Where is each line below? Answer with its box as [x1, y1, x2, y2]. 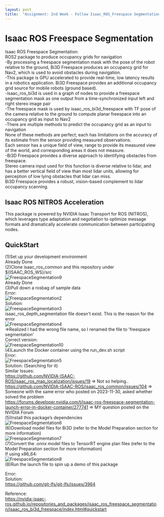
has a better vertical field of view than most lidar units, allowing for [5, 168, 139, 174]
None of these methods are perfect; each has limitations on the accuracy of [5, 132, 158, 138]
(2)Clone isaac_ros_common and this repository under [5, 264, 115, 270]
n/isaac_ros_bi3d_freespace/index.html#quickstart [5, 506, 107, 512]
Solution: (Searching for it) [5, 363, 58, 369]
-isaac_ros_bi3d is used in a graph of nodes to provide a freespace [5, 90, 140, 96]
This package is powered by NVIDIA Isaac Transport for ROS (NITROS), [5, 211, 148, 217]
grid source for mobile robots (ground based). [5, 85, 98, 91]
